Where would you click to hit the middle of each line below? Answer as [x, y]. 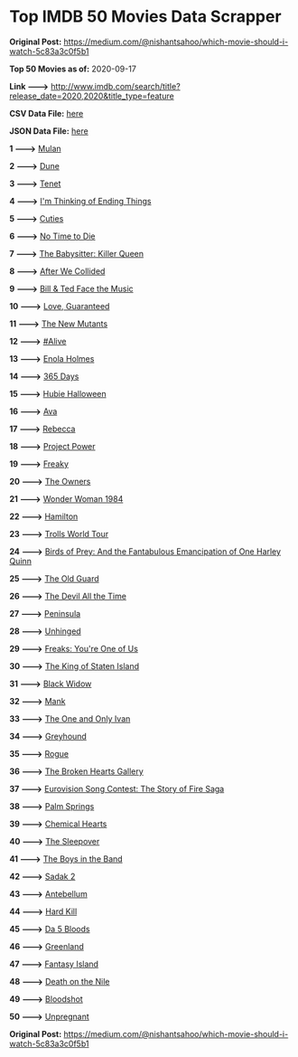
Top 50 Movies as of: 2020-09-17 [73, 69]
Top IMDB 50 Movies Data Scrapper [145, 17]
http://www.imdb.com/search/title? [116, 86]
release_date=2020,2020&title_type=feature [92, 96]
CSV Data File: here [47, 113]
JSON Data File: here [49, 131]
